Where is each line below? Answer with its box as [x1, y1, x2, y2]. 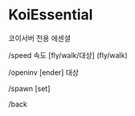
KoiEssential [8, 6, 93, 24]
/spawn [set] [8, 83, 51, 93]
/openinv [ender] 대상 [8, 67, 79, 77]
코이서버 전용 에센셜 [8, 33, 71, 43]
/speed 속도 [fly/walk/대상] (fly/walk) [8, 50, 129, 60]
